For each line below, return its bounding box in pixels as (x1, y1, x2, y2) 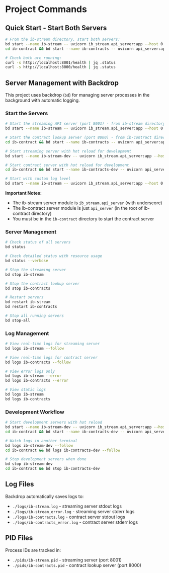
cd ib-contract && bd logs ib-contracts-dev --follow (5, 448, 121, 453)
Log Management (5, 330, 49, 337)
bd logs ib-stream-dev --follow (5, 443, 73, 448)
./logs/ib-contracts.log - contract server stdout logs (12, 514, 126, 520)
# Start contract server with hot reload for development (5, 162, 129, 168)
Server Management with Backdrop (5, 78, 119, 87)
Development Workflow (5, 408, 64, 416)
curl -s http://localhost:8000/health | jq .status (5, 64, 116, 70)
